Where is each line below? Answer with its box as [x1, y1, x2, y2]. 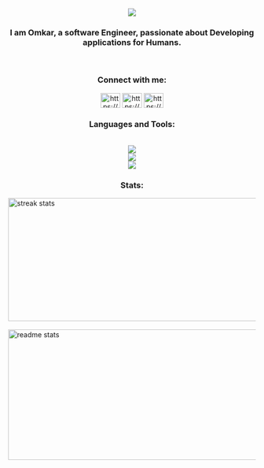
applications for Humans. [82, 37, 182, 48]
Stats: [120, 180, 144, 191]
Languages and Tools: [89, 118, 175, 129]
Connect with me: [97, 75, 167, 86]
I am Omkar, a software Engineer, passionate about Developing [9, 28, 255, 39]
